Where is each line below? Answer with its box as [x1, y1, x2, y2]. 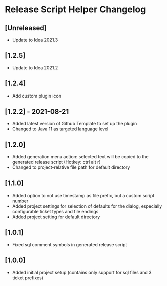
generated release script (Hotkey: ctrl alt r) [12, 159, 101, 165]
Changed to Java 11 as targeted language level [12, 126, 109, 132]
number [12, 198, 29, 204]
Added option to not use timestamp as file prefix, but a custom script [12, 193, 155, 199]
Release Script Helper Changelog [5, 4, 146, 15]
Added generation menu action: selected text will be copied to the [12, 154, 149, 160]
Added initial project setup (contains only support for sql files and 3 [12, 269, 152, 275]
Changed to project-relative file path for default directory [12, 164, 130, 170]
